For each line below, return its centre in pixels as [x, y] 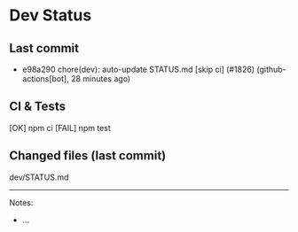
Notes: [21, 202]
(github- [271, 69]
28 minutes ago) [101, 79]
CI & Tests [38, 107]
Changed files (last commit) [88, 156]
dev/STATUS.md [39, 177]
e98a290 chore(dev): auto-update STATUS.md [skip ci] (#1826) [138, 69]
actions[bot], [45, 79]
